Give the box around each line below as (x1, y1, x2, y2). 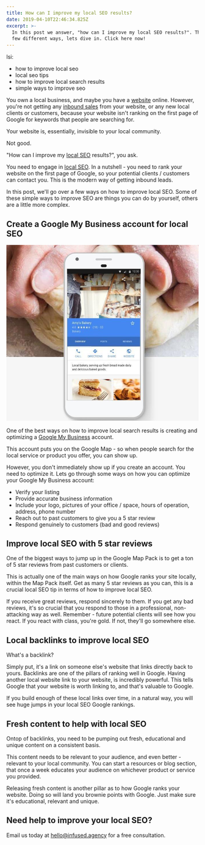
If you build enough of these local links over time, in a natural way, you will (6, 695, 193, 702)
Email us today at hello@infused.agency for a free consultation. (6, 832, 166, 839)
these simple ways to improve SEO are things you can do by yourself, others (6, 194, 198, 202)
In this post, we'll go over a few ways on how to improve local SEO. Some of (6, 188, 197, 196)
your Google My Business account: (6, 476, 95, 484)
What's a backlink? (6, 651, 54, 659)
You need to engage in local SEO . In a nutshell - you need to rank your (6, 163, 183, 171)
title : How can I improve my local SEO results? (6, 10, 132, 16)
